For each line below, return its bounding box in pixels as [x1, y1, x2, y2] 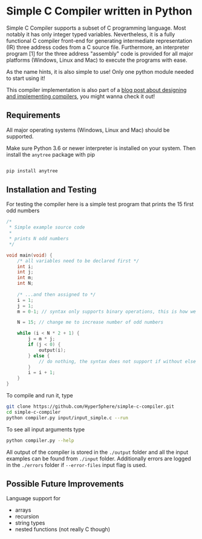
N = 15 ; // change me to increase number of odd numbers [17, 319, 164, 325]
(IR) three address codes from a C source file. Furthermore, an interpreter [6, 44, 189, 51]
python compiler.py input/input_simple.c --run [6, 414, 129, 421]
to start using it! [6, 74, 45, 82]
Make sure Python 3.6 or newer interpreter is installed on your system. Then [6, 144, 196, 152]
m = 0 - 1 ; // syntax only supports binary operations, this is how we [17, 309, 197, 315]
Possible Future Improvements [6, 479, 124, 489]
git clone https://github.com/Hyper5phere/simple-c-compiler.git [6, 403, 174, 410]
